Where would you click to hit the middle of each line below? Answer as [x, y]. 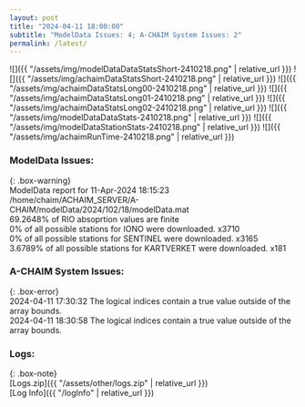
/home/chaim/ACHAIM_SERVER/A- [74, 199]
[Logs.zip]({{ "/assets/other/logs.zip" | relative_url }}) [109, 383]
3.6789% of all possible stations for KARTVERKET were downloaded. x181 [148, 248]
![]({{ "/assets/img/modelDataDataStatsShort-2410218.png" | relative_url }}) [151, 69]
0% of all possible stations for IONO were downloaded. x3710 [125, 229]
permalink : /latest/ [49, 43]
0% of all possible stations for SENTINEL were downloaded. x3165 [134, 239]
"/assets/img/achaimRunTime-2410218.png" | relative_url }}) [122, 137]
